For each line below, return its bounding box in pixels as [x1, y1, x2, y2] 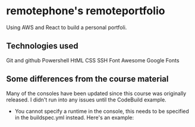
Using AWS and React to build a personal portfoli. [6, 24, 127, 31]
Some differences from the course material [6, 74, 169, 84]
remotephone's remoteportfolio [6, 4, 165, 18]
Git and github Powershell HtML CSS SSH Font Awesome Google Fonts [6, 56, 180, 63]
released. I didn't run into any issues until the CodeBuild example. [6, 96, 166, 103]
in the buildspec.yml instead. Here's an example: [14, 114, 134, 121]
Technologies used [6, 41, 78, 51]
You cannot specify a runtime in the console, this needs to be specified [14, 107, 189, 115]
